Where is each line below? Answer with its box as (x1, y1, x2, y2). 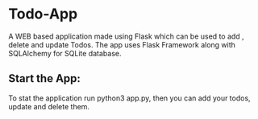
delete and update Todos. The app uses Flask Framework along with (8, 39, 236, 49)
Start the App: (8, 72, 81, 85)
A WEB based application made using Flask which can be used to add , (8, 31, 244, 41)
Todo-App (8, 5, 78, 23)
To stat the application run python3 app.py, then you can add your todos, (8, 93, 252, 103)
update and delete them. (8, 101, 90, 111)
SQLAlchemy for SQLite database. (8, 48, 122, 58)
